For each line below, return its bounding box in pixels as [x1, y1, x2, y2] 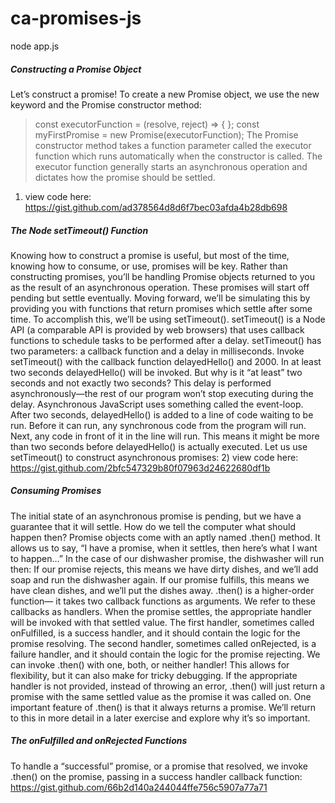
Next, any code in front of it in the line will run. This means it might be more [10, 430, 320, 442]
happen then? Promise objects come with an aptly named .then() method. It [10, 531, 321, 543]
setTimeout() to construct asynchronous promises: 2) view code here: [10, 451, 299, 463]
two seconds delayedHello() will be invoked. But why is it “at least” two [10, 366, 303, 378]
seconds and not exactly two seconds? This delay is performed [10, 377, 272, 389]
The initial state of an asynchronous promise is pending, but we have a [10, 510, 302, 522]
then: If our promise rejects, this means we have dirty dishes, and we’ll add [10, 563, 319, 575]
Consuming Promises [10, 485, 102, 497]
